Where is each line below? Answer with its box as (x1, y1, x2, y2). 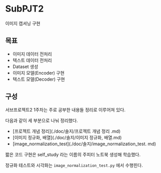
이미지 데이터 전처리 (12, 51, 52, 57)
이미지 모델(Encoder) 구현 (12, 70, 65, 76)
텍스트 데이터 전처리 (12, 57, 52, 63)
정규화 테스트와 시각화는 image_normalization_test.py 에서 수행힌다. (5, 162, 143, 168)
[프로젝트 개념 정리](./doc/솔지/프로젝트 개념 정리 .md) (12, 128, 121, 134)
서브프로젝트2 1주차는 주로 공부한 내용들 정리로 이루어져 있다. (5, 106, 126, 112)
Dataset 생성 (12, 64, 39, 70)
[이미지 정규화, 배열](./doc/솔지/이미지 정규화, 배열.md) (12, 134, 122, 140)
